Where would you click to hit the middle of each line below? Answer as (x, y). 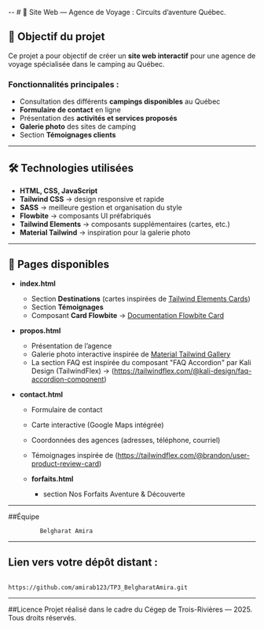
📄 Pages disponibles (59, 264)
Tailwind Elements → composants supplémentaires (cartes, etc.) (125, 224)
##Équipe (24, 516)
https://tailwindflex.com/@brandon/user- (183, 455)
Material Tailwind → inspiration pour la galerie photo (105, 232)
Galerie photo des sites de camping (77, 126)
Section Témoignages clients (68, 135)
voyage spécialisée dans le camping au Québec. (86, 64)
